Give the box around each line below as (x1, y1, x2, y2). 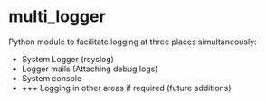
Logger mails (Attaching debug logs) (21, 63, 158, 74)
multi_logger (8, 6, 106, 27)
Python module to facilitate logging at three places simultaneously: (8, 36, 257, 47)
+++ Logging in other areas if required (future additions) (21, 82, 232, 93)
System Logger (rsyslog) (21, 53, 115, 64)
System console (21, 72, 82, 83)
